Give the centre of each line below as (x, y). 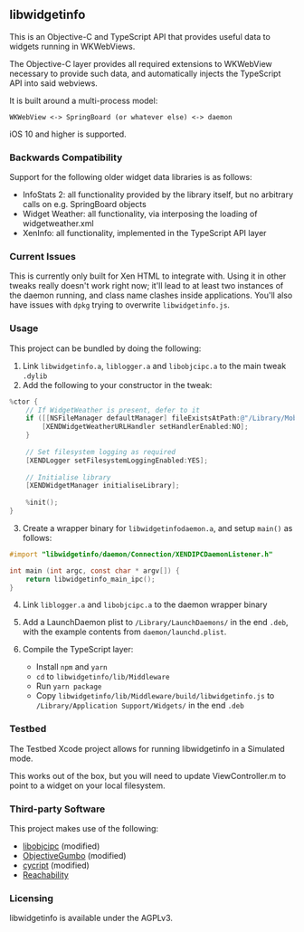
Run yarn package (69, 686)
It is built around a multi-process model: (84, 100)
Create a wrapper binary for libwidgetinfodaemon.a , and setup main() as (157, 528)
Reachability (46, 875)
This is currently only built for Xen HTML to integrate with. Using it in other (148, 276)
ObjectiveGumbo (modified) (74, 856)
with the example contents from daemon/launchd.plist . (124, 632)
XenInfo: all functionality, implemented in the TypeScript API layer (144, 233)
